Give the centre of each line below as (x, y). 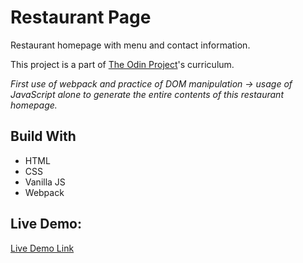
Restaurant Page (81, 17)
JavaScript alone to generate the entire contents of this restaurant (147, 94)
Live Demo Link (42, 248)
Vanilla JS (45, 182)
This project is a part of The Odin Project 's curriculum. (122, 64)
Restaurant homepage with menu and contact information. (130, 45)
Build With (43, 136)
